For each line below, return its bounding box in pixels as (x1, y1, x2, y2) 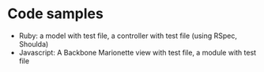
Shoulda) (18, 39, 49, 48)
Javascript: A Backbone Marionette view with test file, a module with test (18, 47, 257, 57)
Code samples (7, 5, 104, 23)
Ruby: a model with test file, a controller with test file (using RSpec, (18, 31, 238, 40)
